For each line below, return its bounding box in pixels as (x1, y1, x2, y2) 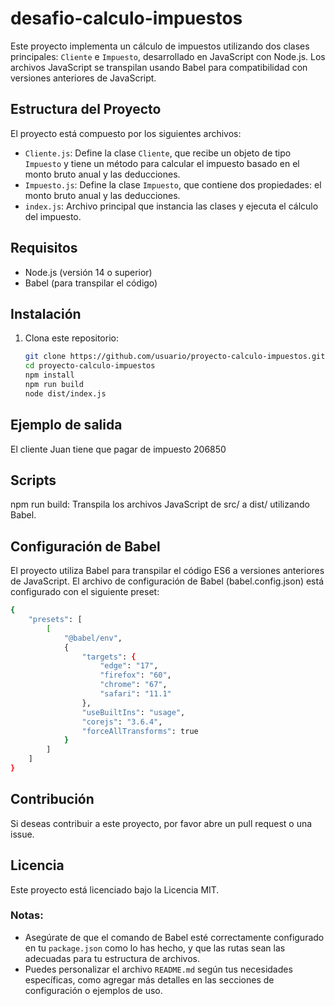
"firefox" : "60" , (99, 670, 172, 681)
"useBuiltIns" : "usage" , (81, 707, 186, 717)
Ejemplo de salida (10, 417, 123, 434)
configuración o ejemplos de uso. (24, 984, 163, 996)
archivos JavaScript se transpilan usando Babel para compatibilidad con (10, 61, 308, 73)
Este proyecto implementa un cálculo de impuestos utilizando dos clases (10, 40, 310, 52)
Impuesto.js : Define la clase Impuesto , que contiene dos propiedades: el (24, 178, 322, 191)
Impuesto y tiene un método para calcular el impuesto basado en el (24, 157, 300, 169)
